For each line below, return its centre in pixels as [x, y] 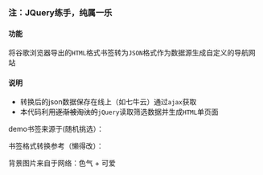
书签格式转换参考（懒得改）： [56, 146]
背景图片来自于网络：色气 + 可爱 [62, 163]
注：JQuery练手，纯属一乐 [60, 12]
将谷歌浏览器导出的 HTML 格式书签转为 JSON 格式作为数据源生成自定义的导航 [129, 53]
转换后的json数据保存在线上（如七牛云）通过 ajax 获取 [108, 102]
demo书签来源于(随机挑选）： [56, 129]
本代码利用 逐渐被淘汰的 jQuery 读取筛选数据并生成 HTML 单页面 [119, 112]
